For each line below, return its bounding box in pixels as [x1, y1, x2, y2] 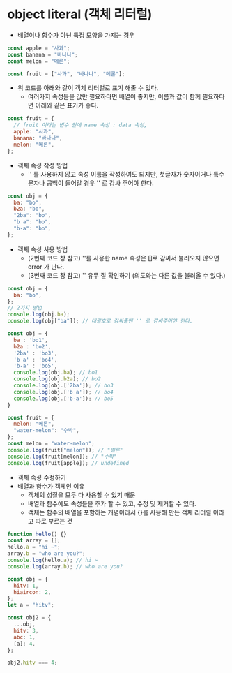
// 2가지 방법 [7, 304, 42, 311]
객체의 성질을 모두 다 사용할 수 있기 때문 [27, 490, 136, 499]
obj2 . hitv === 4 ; [7, 659, 58, 667]
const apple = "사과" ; [7, 45, 70, 52]
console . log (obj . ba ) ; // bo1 [13, 369, 98, 376]
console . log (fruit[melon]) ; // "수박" [7, 453, 117, 460]
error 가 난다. [27, 262, 65, 271]
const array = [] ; [7, 537, 61, 545]
